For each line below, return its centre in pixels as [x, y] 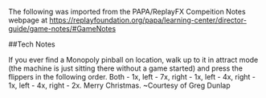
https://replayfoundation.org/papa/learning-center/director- [148, 20]
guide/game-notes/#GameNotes [62, 29]
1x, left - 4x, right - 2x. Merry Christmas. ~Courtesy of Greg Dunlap [119, 85]
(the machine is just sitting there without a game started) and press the [126, 68]
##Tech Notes [32, 44]
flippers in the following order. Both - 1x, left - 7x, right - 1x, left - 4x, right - [132, 77]
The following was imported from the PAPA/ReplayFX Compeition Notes [127, 12]
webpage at [28, 20]
